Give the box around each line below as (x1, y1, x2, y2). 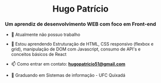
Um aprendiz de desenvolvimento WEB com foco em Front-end (4, 21, 157, 28)
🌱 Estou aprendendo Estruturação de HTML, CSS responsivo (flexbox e (11, 41, 154, 47)
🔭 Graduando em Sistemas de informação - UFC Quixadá (11, 72, 126, 78)
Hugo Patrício (52, 3, 109, 15)
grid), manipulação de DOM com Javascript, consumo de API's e (11, 46, 141, 52)
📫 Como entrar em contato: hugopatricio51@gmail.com (11, 61, 126, 67)
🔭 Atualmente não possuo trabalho (11, 32, 80, 37)
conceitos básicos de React (11, 51, 67, 57)
